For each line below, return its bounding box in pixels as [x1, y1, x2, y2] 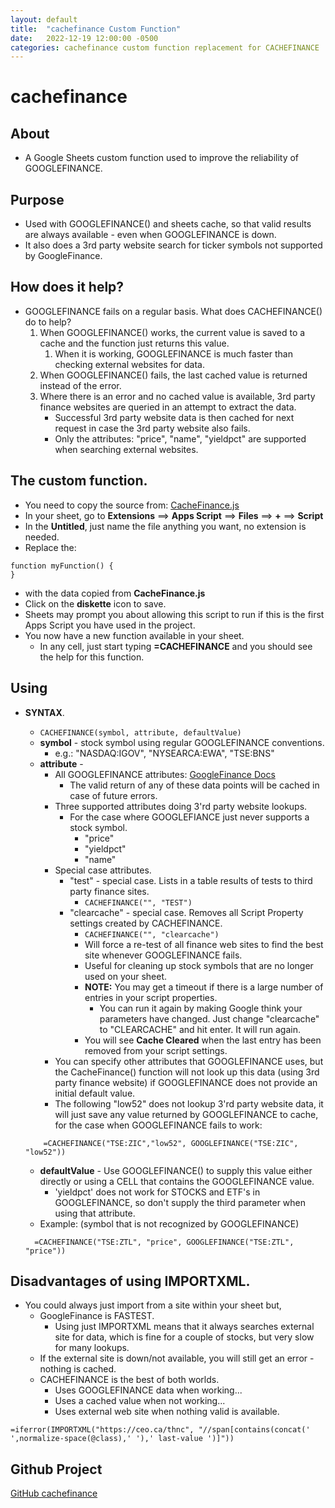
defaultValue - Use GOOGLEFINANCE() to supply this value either [39, 1164, 313, 1176]
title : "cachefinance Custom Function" [10, 24, 182, 34]
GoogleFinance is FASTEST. [39, 1310, 155, 1322]
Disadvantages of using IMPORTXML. [10, 1272, 251, 1290]
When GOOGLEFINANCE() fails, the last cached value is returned [39, 369, 308, 381]
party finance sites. [69, 885, 150, 897]
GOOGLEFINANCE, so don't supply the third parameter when [54, 1196, 307, 1208]
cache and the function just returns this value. [39, 337, 230, 349]
